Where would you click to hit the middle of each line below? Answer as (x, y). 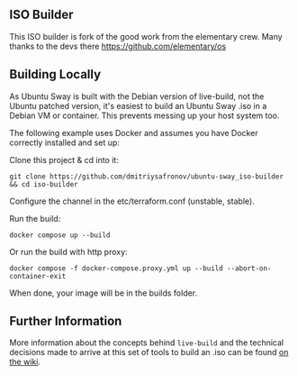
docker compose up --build (60, 235)
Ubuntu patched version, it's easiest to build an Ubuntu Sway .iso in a (138, 105)
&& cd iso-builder (44, 184)
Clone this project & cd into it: (64, 160)
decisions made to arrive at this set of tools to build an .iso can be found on (149, 352)
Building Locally (55, 74)
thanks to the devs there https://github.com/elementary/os (118, 46)
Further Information (66, 321)
